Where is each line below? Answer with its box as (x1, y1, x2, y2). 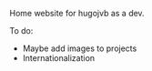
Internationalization (22, 53, 96, 63)
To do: (9, 25, 34, 35)
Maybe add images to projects (22, 43, 137, 54)
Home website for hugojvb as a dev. (9, 8, 145, 18)
